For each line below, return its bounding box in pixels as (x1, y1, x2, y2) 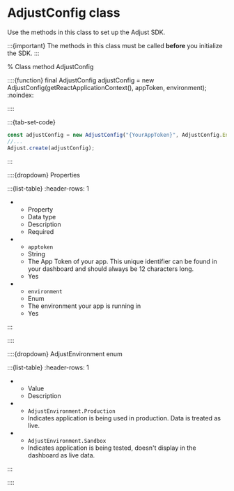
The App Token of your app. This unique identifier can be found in (27, 257, 217, 265)
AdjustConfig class (7, 5, 120, 21)
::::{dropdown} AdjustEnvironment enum (7, 349, 123, 358)
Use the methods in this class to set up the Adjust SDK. (7, 28, 166, 36)
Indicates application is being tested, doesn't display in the (27, 444, 196, 452)
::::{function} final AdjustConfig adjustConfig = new (7, 75, 155, 85)
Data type (27, 212, 56, 221)
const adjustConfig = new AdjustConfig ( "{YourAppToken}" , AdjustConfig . (7, 131, 223, 138)
